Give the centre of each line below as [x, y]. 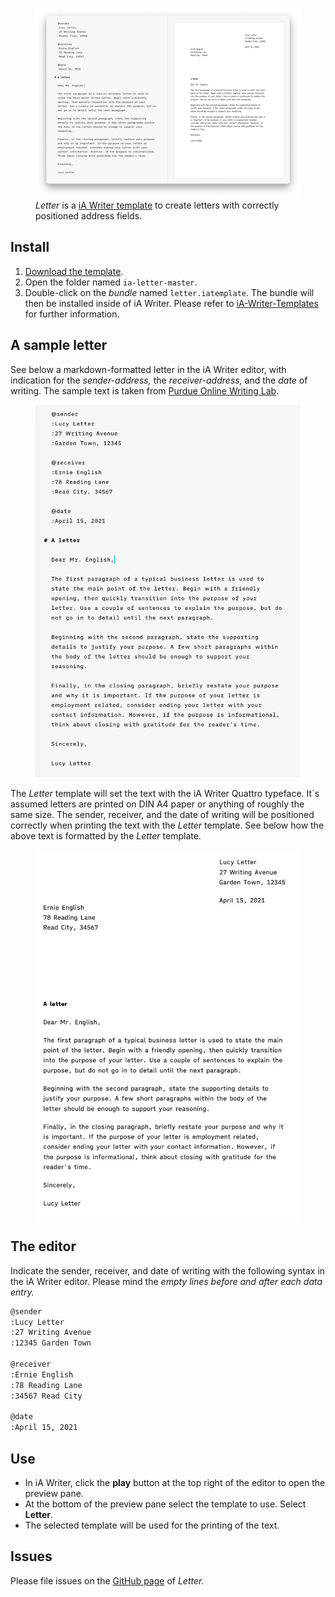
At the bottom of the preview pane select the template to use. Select [165, 1504]
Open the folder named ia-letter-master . [111, 282]
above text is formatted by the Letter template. [106, 835]
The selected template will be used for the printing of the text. [152, 1525]
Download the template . [74, 271]
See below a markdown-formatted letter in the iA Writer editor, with [148, 369]
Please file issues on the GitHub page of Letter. [107, 1580]
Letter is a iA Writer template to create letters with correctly [157, 205]
